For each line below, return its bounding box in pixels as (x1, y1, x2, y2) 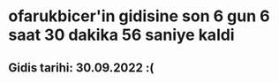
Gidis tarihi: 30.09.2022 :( (8, 60, 155, 75)
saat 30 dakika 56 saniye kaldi (8, 25, 235, 45)
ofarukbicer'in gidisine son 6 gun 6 (8, 6, 270, 26)
